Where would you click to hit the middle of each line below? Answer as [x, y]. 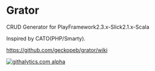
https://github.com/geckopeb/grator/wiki [57, 50]
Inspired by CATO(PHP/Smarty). [46, 38]
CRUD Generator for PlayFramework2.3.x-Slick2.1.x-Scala [78, 27]
